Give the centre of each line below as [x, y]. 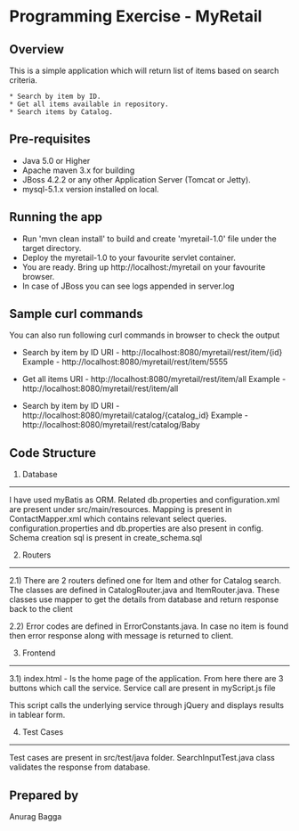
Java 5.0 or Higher [56, 160]
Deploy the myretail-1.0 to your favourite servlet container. [129, 257]
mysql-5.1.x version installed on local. [90, 189]
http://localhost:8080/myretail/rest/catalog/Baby [111, 425]
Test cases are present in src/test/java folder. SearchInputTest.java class [142, 758]
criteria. [24, 80]
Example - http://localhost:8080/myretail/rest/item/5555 [125, 362]
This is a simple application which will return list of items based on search [144, 70]
